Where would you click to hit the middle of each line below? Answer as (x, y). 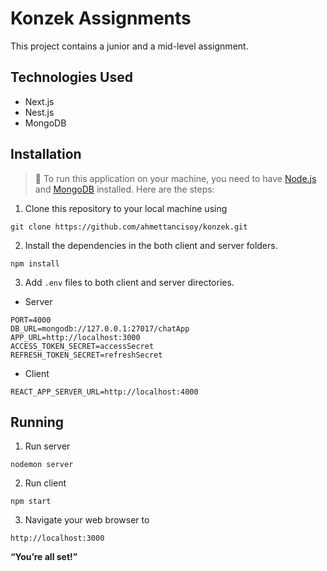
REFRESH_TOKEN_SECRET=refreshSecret (86, 355)
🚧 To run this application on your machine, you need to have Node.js (175, 178)
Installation (46, 154)
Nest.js (39, 112)
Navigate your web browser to (87, 520)
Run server (47, 446)
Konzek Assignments (101, 18)
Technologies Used (71, 77)
